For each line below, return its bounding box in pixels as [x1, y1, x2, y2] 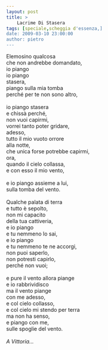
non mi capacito [6, 211, 46, 218]
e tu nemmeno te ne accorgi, [6, 243, 77, 250]
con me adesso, [6, 293, 46, 301]
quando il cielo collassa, [6, 160, 66, 168]
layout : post [6, 8, 39, 15]
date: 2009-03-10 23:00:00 [6, 31, 73, 37]
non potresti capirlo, [6, 256, 56, 262]
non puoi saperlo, [6, 249, 50, 256]
